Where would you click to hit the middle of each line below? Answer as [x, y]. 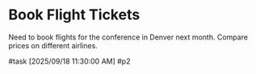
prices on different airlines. [53, 45]
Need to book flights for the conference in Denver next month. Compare [128, 37]
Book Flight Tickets [74, 15]
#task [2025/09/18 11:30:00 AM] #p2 [69, 61]
